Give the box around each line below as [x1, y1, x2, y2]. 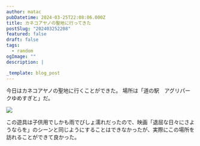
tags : [6, 43, 20, 49]
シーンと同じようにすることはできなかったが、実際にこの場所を [37, 126, 195, 133]
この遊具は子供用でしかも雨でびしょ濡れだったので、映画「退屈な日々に [6, 118, 184, 126]
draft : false [6, 37, 39, 43]
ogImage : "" [6, 53, 36, 59]
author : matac [6, 8, 42, 15]
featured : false [6, 31, 47, 37]
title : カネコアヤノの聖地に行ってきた [6, 20, 92, 26]
